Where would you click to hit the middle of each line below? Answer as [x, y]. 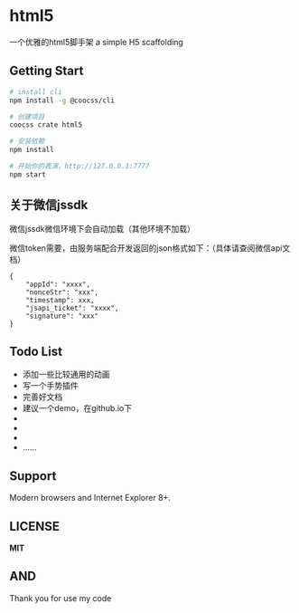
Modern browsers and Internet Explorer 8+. [90, 498]
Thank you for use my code [61, 598]
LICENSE [35, 526]
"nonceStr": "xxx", [62, 292]
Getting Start [47, 71]
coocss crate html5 [46, 125]
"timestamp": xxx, [60, 300]
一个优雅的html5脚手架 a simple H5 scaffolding [96, 42]
